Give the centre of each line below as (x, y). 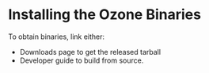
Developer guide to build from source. (82, 60)
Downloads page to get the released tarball (90, 52)
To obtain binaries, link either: (57, 36)
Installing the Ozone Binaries (105, 15)
